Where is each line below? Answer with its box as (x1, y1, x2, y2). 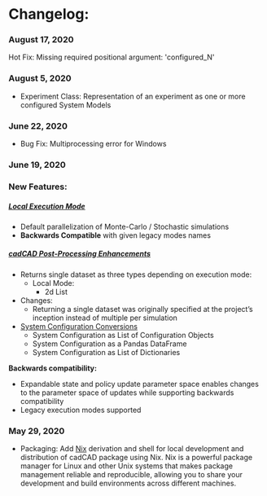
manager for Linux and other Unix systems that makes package (20, 461, 234, 471)
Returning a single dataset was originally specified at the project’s (32, 304, 254, 314)
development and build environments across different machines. (20, 478, 237, 489)
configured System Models (20, 99, 112, 110)
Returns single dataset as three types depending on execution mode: (20, 270, 252, 279)
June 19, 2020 (8, 160, 67, 170)
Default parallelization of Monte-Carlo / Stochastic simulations (20, 222, 230, 231)
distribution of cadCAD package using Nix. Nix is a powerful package (20, 453, 253, 463)
